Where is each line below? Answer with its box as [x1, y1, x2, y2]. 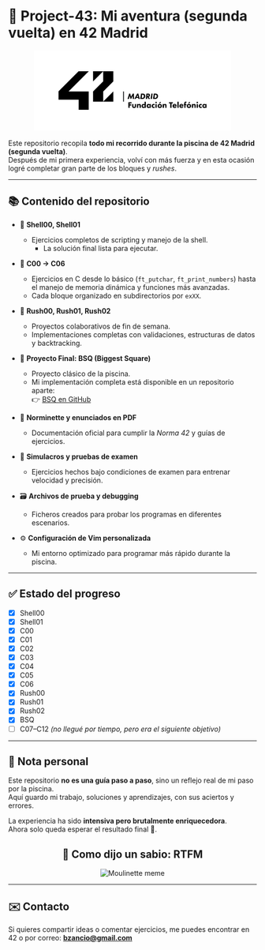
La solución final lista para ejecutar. [43, 243, 159, 253]
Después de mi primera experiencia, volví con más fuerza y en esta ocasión [8, 156, 255, 165]
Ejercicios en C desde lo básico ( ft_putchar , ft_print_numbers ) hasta [31, 274, 256, 283]
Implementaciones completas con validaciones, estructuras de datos [31, 329, 256, 339]
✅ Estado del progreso [8, 588, 121, 601]
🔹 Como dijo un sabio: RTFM [62, 847, 203, 861]
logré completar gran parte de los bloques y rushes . [8, 163, 177, 173]
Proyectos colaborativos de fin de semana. [31, 321, 171, 331]
